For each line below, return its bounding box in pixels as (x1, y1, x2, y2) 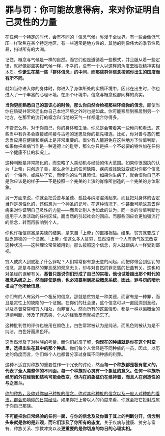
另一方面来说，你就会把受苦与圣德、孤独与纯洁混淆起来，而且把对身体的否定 (5, 194, 160, 200)
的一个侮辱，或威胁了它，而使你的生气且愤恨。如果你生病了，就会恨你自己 (5, 172, 156, 178)
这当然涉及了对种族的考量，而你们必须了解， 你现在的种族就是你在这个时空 (5, 339, 156, 345)
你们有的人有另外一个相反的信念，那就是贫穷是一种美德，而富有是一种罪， (5, 293, 156, 300)
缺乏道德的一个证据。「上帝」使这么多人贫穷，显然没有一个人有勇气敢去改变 (5, 236, 158, 242)
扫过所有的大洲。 (13, 46, 48, 52)
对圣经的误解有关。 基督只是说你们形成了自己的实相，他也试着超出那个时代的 (5, 271, 160, 276)
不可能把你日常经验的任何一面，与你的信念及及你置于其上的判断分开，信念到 (5, 413, 160, 419)
